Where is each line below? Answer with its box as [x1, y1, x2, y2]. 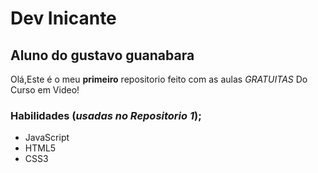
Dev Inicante [10, 7, 117, 30]
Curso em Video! [10, 84, 80, 96]
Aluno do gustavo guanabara [10, 47, 195, 64]
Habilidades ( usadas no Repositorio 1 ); [10, 108, 202, 122]
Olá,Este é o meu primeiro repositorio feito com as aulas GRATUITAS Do [10, 73, 308, 85]
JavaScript [24, 132, 70, 144]
